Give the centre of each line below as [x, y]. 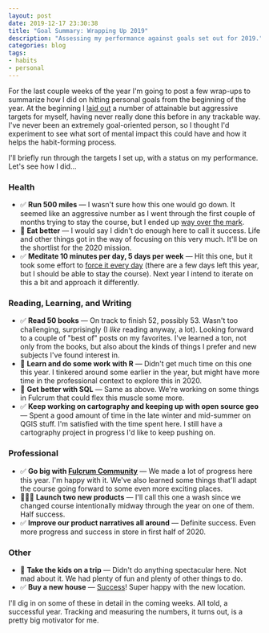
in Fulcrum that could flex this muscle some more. [102, 398]
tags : [17, 53]
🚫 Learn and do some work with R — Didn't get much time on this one [136, 364]
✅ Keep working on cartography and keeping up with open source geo [139, 406]
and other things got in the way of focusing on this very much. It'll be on [139, 239]
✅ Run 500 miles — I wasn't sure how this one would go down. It [127, 205]
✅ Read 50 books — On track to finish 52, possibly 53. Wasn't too [129, 321]
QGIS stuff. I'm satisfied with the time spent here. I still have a [121, 424]
